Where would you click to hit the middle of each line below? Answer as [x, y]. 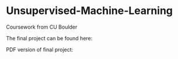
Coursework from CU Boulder [42, 27]
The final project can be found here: [49, 38]
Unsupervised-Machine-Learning [90, 11]
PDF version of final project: [40, 49]
